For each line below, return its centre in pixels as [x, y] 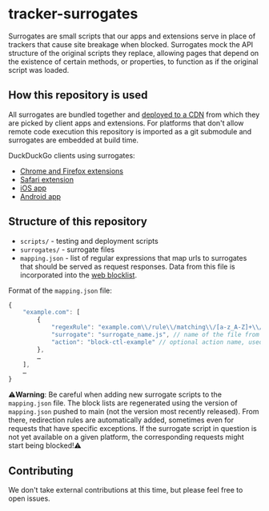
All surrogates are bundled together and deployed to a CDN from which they [134, 114]
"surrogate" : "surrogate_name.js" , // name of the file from [155, 335]
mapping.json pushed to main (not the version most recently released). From [134, 412]
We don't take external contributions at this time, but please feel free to [126, 490]
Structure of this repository [78, 222]
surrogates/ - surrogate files [67, 250]
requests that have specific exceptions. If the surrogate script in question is [133, 429]
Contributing [41, 471]
